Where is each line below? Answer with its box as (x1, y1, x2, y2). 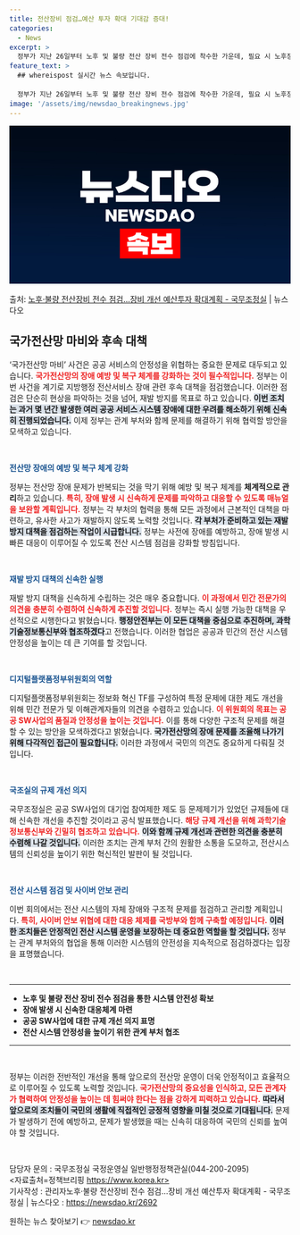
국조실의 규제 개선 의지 (9, 785, 87, 795)
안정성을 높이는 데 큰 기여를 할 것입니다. (9, 637, 147, 648)
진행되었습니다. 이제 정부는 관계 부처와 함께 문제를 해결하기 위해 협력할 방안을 (18, 415, 288, 425)
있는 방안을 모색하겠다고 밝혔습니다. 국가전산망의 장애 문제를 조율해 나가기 (28, 726, 284, 736)
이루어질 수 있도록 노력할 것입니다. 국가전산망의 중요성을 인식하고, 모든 (18, 1082, 263, 1093)
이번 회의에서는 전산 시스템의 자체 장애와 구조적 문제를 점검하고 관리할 (9, 903, 253, 914)
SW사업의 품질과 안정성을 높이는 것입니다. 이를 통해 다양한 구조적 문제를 (18, 715, 269, 726)
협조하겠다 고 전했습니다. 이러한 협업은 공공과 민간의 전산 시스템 (68, 626, 288, 636)
